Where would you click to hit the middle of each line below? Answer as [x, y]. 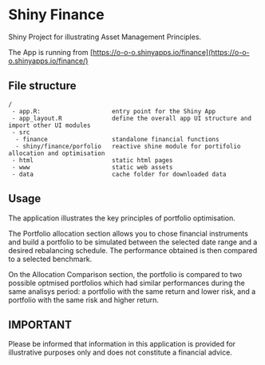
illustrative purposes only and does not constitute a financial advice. [121, 352]
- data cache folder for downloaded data [119, 174]
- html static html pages [92, 160]
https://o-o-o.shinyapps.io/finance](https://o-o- [171, 52]
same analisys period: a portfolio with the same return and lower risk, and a [132, 291]
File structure [42, 86]
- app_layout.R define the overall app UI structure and [131, 118]
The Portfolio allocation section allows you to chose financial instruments [129, 233]
